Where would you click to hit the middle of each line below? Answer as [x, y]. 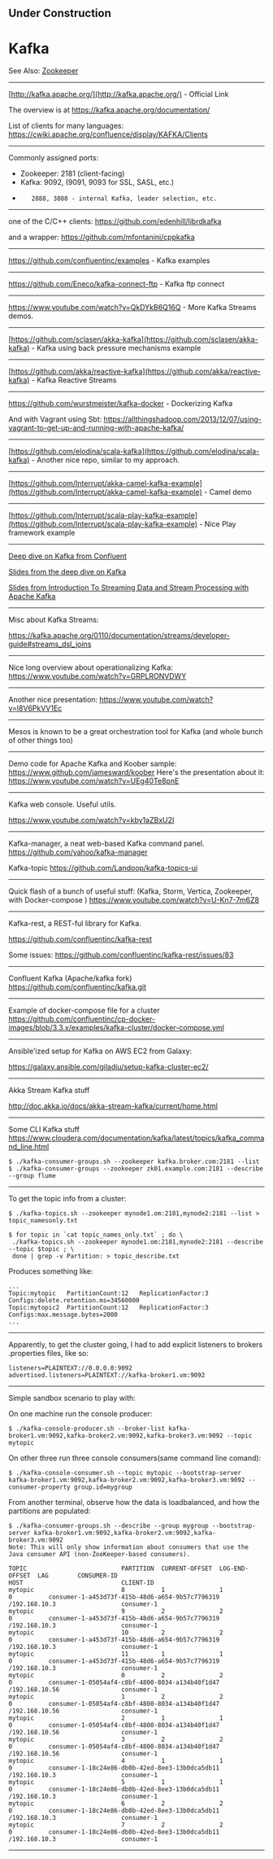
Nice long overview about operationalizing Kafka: [91, 667]
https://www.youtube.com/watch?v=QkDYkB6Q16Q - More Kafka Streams [132, 308]
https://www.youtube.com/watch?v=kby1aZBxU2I [91, 820]
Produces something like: [51, 1271]
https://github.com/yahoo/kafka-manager [78, 852]
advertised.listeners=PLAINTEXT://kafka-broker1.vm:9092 [107, 1376]
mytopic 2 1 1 [116, 1718]
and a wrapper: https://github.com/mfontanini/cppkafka [102, 237]
